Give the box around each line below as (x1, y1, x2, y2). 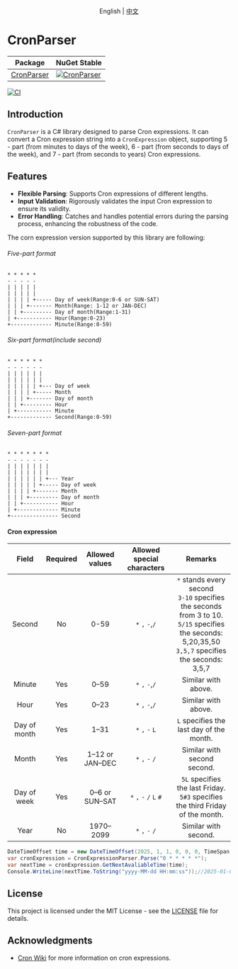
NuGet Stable (55, 57, 103, 67)
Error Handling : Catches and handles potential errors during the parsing (17, 212, 229, 220)
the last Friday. (176, 783, 226, 793)
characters (127, 563, 165, 573)
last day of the (177, 724, 225, 734)
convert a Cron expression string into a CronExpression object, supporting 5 (7, 135, 228, 143)
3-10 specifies (178, 593, 225, 603)
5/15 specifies (178, 620, 225, 629)
